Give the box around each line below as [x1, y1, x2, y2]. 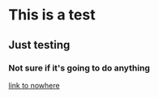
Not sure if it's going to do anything [8, 62, 151, 74]
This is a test [8, 6, 96, 24]
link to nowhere [8, 80, 60, 90]
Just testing [8, 38, 70, 52]
